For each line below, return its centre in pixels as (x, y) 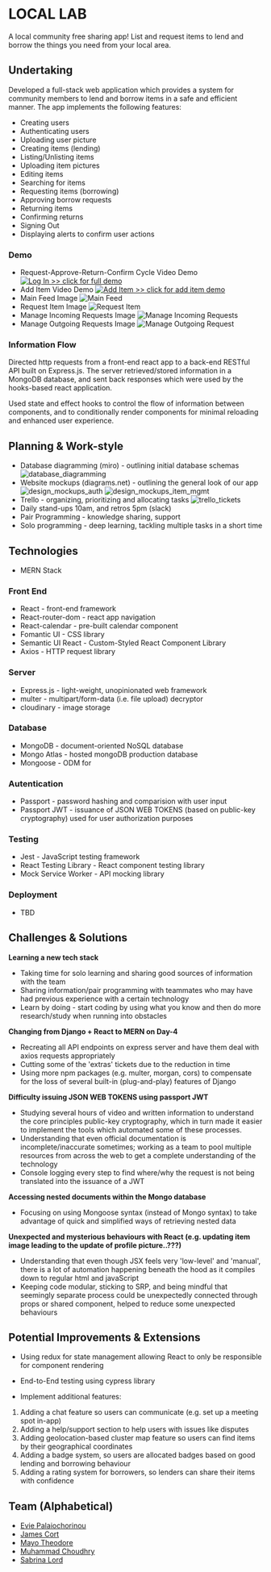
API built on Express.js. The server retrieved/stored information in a (120, 371)
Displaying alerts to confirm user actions (87, 234)
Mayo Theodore (47, 1543)
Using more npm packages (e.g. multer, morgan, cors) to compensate (136, 1073)
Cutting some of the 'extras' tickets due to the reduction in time (125, 1064)
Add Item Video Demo (57, 290)
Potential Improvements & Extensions (104, 1337)
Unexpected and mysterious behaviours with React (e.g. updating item (129, 1236)
